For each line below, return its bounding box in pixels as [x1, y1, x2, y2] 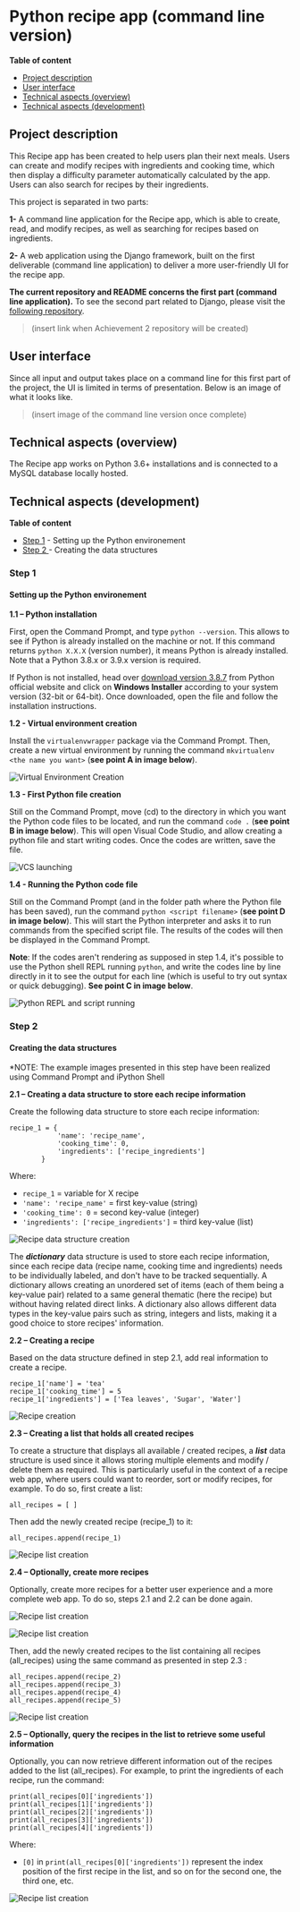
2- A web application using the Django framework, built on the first [9, 250, 255, 260]
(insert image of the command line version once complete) [30, 409, 247, 420]
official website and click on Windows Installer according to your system [9, 682, 279, 693]
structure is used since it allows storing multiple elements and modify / [9, 1455, 270, 1465]
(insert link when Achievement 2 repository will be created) [30, 322, 249, 333]
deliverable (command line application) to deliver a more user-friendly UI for [9, 260, 289, 270]
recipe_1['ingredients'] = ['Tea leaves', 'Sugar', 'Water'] [9, 1395, 242, 1404]
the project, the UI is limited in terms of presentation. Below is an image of [9, 382, 281, 393]
